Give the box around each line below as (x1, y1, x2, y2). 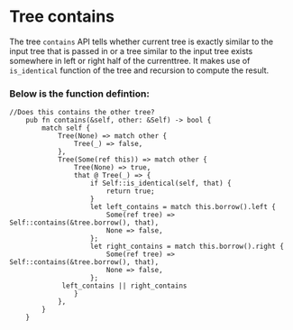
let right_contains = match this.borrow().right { (89, 242, 284, 252)
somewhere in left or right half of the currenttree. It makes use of (9, 55, 251, 66)
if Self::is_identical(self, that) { (89, 179, 232, 188)
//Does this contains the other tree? (9, 108, 155, 117)
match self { (41, 124, 91, 133)
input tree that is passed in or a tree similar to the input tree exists (9, 45, 253, 56)
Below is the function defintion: (9, 87, 151, 100)
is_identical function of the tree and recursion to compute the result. (9, 65, 270, 76)
